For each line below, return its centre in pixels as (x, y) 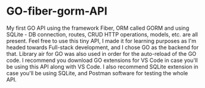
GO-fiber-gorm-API (57, 11)
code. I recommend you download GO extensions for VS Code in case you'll (102, 60)
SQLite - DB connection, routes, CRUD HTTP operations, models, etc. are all (102, 34)
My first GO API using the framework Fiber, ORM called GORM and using (98, 28)
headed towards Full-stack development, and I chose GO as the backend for (102, 47)
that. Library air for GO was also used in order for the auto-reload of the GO (102, 53)
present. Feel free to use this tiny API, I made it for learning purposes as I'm (102, 41)
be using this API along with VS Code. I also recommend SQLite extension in (102, 66)
